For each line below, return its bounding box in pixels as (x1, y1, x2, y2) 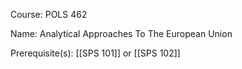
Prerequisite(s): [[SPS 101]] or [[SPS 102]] (10, 47, 181, 59)
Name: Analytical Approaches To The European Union (10, 28, 233, 39)
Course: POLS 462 (10, 9, 88, 20)
